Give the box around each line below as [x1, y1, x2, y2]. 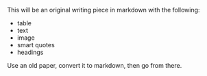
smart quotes [16, 41, 55, 49]
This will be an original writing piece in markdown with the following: [7, 6, 200, 14]
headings [16, 48, 44, 56]
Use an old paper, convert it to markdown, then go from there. [7, 62, 182, 69]
